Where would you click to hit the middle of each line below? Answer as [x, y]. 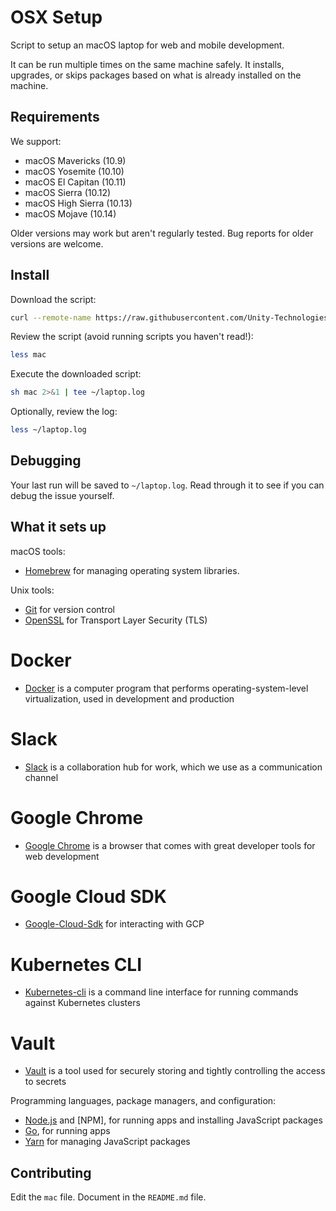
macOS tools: [38, 551]
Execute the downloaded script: [76, 374]
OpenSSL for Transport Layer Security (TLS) [116, 620]
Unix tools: [32, 590]
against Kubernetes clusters [82, 1003]
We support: [36, 141]
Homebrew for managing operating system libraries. [132, 570]
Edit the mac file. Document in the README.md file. [108, 1197]
